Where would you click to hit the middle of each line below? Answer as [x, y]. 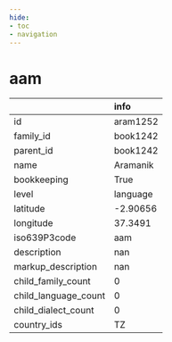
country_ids [38, 325]
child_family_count [52, 281]
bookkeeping [41, 179]
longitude [33, 223]
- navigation [33, 34]
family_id [32, 137]
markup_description [56, 267]
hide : [19, 17]
